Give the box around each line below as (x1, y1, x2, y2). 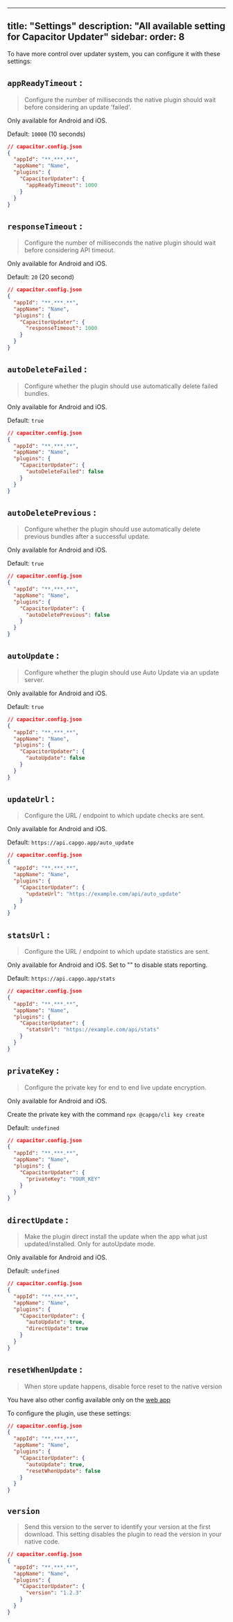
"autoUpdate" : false (25, 755, 85, 762)
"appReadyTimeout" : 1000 (25, 182, 98, 189)
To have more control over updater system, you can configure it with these (7, 49, 221, 58)
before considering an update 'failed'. (24, 103, 132, 111)
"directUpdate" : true (25, 1325, 89, 1332)
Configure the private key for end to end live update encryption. (24, 1083, 207, 1092)
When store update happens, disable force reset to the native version (24, 1382, 223, 1390)
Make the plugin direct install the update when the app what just (24, 1232, 208, 1241)
